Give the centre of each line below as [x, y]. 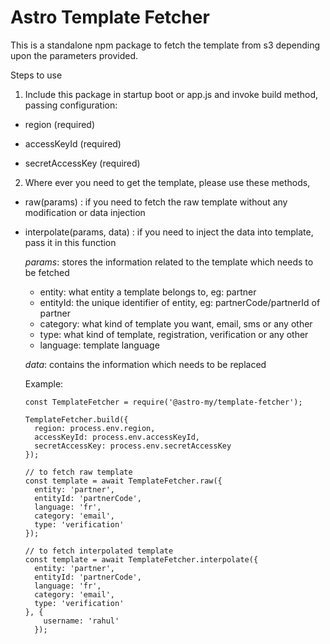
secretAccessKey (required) [82, 163]
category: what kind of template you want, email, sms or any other [176, 323]
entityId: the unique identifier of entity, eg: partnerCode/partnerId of [180, 302]
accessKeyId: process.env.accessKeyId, [117, 437]
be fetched [47, 272]
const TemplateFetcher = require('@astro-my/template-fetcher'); [163, 402]
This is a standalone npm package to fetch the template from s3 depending [165, 45]
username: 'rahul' [81, 621]
